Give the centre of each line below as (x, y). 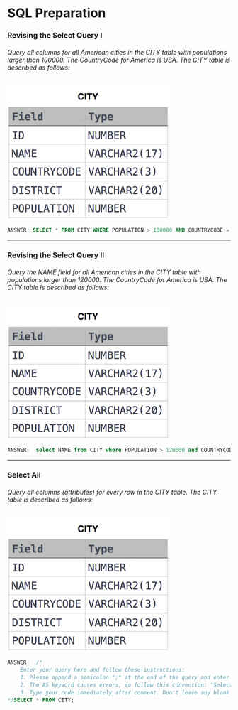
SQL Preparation (57, 13)
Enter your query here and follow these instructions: (103, 670)
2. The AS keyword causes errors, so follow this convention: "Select (126, 685)
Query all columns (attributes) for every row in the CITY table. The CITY (112, 492)
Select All (24, 475)
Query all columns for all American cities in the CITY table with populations (117, 52)
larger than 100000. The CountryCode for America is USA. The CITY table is (119, 60)
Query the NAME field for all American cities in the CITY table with (104, 272)
